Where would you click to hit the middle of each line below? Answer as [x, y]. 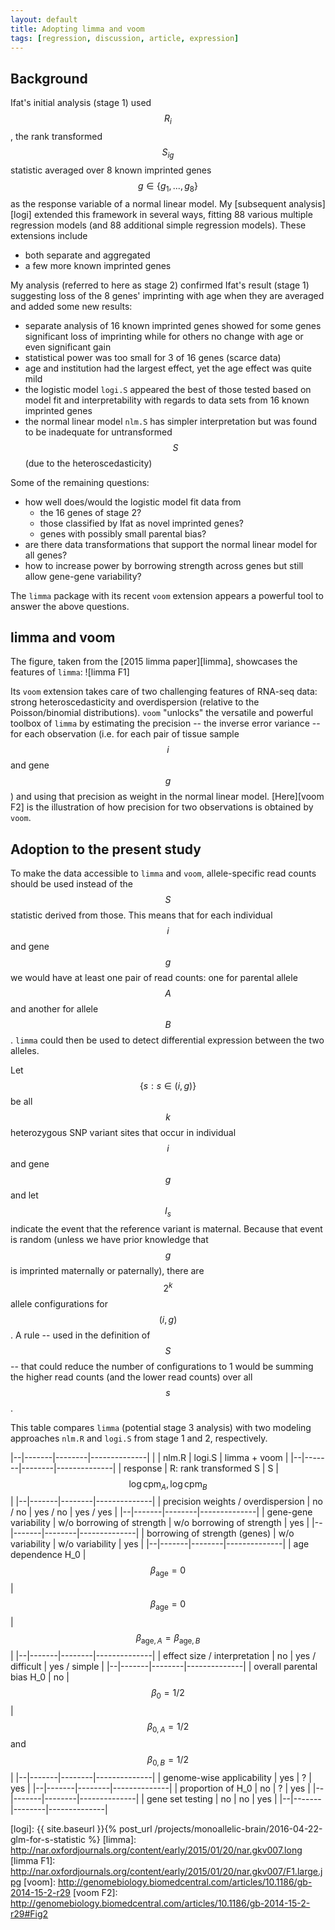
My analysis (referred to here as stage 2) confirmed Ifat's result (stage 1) [160, 285]
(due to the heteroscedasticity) [88, 463]
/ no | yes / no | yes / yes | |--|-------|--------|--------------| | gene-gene [161, 1512]
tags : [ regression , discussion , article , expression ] [125, 38]
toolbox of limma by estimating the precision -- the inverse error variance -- [165, 723]
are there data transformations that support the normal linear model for [171, 544]
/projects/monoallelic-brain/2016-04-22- [238, 1829]
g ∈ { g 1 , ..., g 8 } [168, 186]
